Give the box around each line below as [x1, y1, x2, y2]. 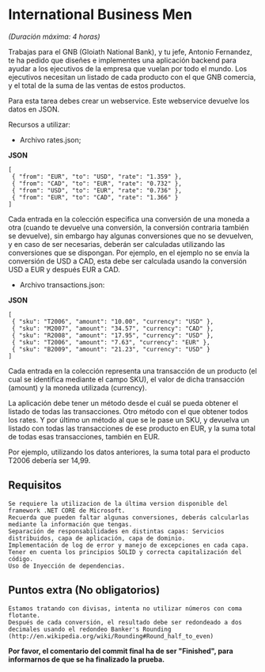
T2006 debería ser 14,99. [8, 455, 91, 465]
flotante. [8, 611, 41, 619]
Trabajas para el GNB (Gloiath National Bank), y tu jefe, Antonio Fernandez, [8, 47, 253, 56]
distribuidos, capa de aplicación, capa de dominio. [8, 534, 186, 542]
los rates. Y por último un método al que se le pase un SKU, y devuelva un [8, 415, 250, 424]
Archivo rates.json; [19, 135, 81, 144]
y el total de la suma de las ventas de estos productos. [8, 81, 186, 90]
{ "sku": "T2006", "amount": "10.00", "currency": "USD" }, [11, 317, 214, 325]
